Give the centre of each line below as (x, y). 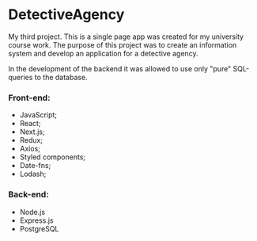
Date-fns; (35, 166)
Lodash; (33, 174)
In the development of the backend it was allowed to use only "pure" (120, 68)
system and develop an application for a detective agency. (104, 53)
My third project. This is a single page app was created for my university (126, 36)
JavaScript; (38, 115)
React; (30, 124)
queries (21, 77)
